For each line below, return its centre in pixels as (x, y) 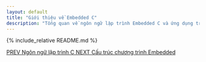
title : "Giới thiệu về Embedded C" (52, 18)
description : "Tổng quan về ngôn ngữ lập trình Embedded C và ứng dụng (100, 23)
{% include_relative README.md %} (52, 41)
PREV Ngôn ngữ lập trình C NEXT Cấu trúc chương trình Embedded (91, 52)
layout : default (27, 12)
